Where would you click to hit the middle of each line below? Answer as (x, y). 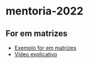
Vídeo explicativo (36, 54)
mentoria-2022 (44, 11)
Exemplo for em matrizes (45, 48)
